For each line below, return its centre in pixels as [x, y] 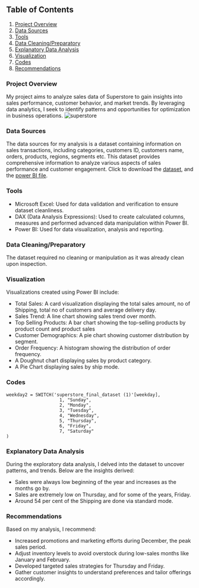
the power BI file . [27, 175]
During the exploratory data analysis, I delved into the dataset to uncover [95, 464]
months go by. [32, 488]
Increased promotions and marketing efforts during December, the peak [103, 541]
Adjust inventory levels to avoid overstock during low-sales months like [102, 554]
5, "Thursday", [78, 421]
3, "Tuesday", [77, 410]
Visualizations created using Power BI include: [63, 292]
